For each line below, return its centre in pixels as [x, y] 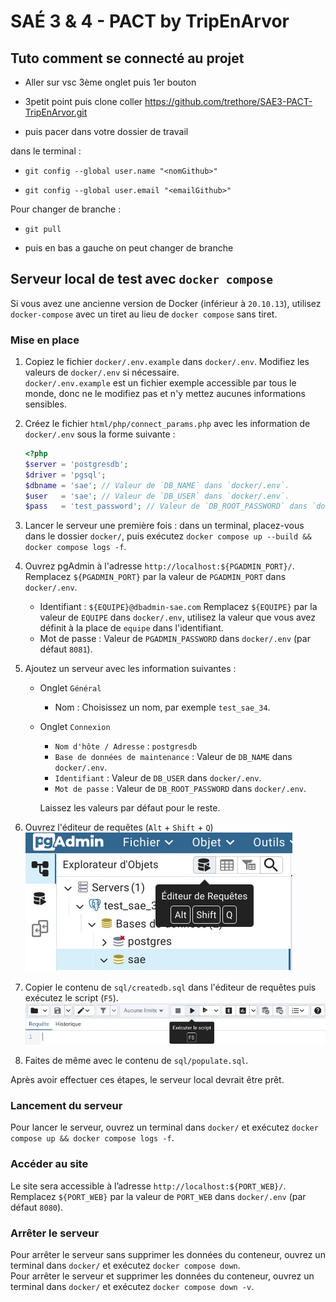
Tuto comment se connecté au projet [127, 58]
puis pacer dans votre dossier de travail [106, 131]
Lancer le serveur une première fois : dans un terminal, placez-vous [164, 526]
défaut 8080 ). [37, 1207]
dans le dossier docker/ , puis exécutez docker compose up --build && [168, 536]
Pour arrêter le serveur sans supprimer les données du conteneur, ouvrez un [168, 1255]
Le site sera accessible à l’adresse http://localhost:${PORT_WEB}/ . [148, 1186]
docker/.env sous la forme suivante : [100, 434]
